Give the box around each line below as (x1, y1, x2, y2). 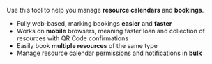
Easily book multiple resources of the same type (16, 42, 158, 49)
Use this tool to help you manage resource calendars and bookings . (6, 6, 204, 14)
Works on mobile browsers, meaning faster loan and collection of (16, 27, 205, 35)
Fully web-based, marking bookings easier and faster (16, 19, 172, 27)
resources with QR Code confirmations (16, 34, 129, 42)
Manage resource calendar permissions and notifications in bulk (16, 49, 202, 57)
